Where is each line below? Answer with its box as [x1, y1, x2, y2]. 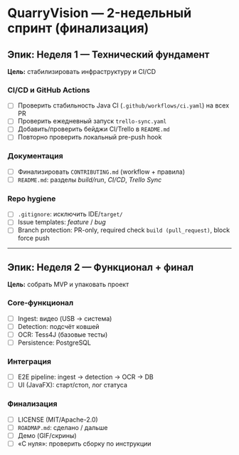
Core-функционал [7, 298, 74, 308]
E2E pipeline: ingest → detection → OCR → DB [17, 372, 154, 382]
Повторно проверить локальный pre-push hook [17, 133, 162, 142]
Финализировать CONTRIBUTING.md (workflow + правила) [17, 167, 186, 176]
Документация [7, 151, 63, 161]
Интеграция [7, 356, 52, 366]
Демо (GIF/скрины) [17, 431, 77, 439]
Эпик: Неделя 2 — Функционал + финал [7, 261, 194, 273]
